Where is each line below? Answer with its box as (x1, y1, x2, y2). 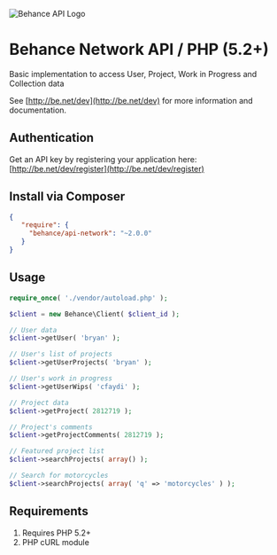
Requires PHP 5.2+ (21, 528, 91, 538)
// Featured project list (9, 447, 104, 456)
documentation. (9, 105, 67, 115)
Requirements (9, 504, 88, 519)
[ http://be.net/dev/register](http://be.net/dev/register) (9, 163, 205, 174)
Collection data (9, 78, 65, 89)
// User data (9, 325, 58, 334)
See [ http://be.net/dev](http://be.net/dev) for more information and (9, 95, 254, 106)
